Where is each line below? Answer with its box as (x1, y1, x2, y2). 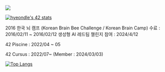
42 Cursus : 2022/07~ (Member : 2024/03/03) (5, 51, 104, 57)
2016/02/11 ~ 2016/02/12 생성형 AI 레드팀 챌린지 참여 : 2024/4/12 (5, 31, 138, 37)
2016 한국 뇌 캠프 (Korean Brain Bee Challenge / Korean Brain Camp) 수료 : (5, 25, 160, 31)
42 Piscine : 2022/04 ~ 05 (5, 42, 61, 47)
